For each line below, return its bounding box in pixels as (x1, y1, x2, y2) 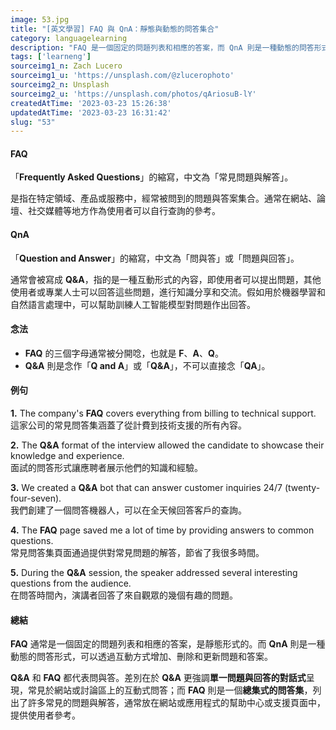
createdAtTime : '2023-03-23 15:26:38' (10, 98, 172, 108)
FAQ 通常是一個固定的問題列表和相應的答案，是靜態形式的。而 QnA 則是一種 (10, 638, 326, 650)
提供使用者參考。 (10, 709, 81, 721)
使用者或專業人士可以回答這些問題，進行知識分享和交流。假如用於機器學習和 (10, 286, 326, 298)
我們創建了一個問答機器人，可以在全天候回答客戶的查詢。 (10, 504, 247, 516)
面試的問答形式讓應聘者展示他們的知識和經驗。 (10, 462, 203, 474)
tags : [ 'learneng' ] (10, 52, 92, 62)
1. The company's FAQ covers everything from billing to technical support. (10, 407, 317, 420)
